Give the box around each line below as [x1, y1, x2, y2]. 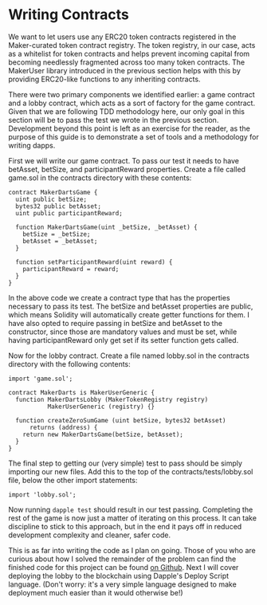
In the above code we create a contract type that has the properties [8, 293, 230, 302]
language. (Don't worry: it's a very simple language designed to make [8, 579, 237, 589]
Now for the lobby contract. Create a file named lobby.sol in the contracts [8, 351, 249, 360]
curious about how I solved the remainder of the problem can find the [8, 554, 237, 564]
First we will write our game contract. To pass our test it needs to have [8, 155, 239, 165]
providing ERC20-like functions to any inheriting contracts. [8, 74, 201, 84]
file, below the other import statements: [8, 475, 138, 485]
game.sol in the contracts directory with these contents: [8, 173, 192, 183]
